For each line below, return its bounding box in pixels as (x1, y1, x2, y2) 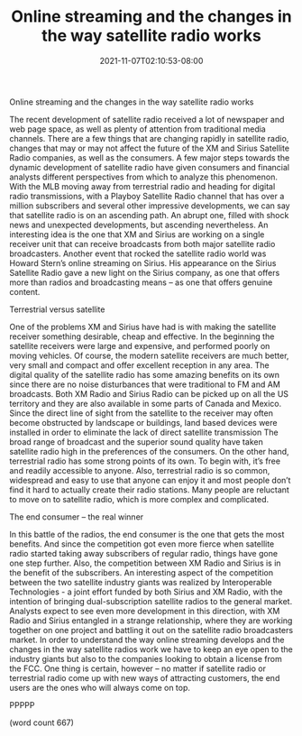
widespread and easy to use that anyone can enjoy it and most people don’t (9, 474, 291, 485)
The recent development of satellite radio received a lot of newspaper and (9, 114, 285, 124)
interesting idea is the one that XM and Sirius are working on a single (9, 228, 265, 240)
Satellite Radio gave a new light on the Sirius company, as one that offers (9, 267, 280, 278)
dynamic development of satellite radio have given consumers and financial (9, 161, 290, 172)
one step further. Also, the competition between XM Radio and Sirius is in (9, 557, 281, 568)
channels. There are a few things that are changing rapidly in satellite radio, (9, 133, 289, 143)
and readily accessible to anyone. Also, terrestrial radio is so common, (9, 465, 270, 475)
